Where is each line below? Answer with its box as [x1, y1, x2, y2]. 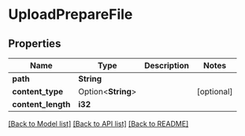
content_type [12, 86, 64, 97]
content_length [12, 99, 71, 109]
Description [144, 61, 189, 71]
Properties [8, 37, 61, 50]
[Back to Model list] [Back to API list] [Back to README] [8, 119, 189, 128]
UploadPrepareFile [8, 6, 133, 24]
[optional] [196, 86, 233, 97]
